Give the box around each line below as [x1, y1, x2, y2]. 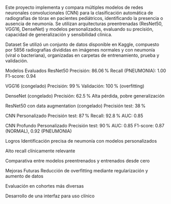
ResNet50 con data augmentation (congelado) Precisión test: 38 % [5, 103, 146, 109]
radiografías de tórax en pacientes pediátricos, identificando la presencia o [5, 15, 163, 21]
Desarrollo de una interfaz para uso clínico [5, 193, 95, 199]
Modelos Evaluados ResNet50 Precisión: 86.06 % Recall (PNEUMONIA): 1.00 [5, 67, 166, 74]
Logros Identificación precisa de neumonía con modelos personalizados [5, 138, 157, 144]
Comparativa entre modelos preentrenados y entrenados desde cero [5, 158, 150, 164]
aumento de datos [5, 173, 43, 179]
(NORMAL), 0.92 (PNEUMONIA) [5, 128, 72, 134]
